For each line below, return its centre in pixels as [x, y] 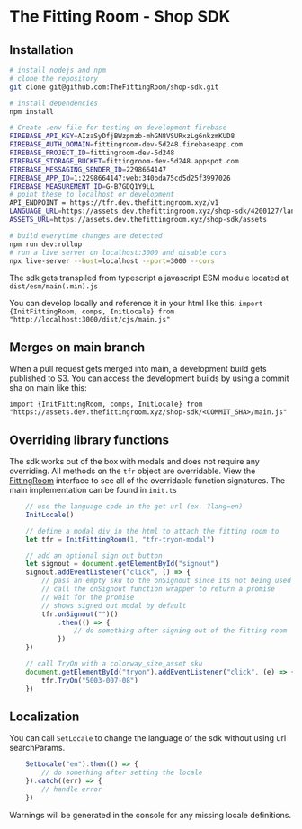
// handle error [72, 789]
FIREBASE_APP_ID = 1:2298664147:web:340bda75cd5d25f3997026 [120, 178]
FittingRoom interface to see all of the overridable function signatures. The [147, 481]
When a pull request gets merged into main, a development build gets [138, 369]
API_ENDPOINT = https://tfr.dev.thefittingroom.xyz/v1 [114, 203]
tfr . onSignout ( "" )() [80, 614]
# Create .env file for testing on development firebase [118, 128]
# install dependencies [54, 103]
